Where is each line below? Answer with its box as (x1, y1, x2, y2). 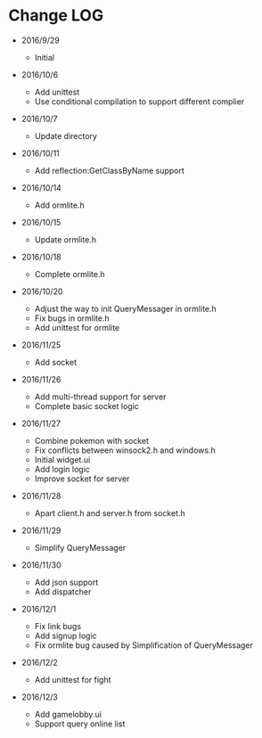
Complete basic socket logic (34, 400, 140, 411)
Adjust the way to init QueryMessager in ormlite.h (34, 303, 217, 314)
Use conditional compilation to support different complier (34, 95, 245, 107)
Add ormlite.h (34, 200, 86, 210)
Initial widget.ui (34, 454, 91, 464)
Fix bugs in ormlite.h (34, 313, 111, 324)
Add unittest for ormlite (34, 322, 120, 332)
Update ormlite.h (34, 234, 97, 245)
